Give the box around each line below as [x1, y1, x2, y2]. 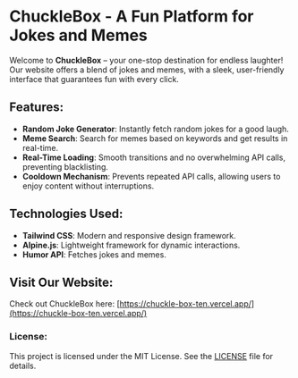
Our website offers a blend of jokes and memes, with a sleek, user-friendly [9, 64, 285, 75]
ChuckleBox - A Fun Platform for [9, 6, 254, 27]
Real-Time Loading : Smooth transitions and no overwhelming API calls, [21, 152, 286, 163]
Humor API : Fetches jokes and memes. [21, 248, 167, 260]
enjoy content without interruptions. [21, 181, 155, 191]
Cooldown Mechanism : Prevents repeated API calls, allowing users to [21, 171, 281, 181]
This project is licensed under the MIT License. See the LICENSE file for [9, 350, 274, 361]
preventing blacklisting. [21, 161, 109, 172]
